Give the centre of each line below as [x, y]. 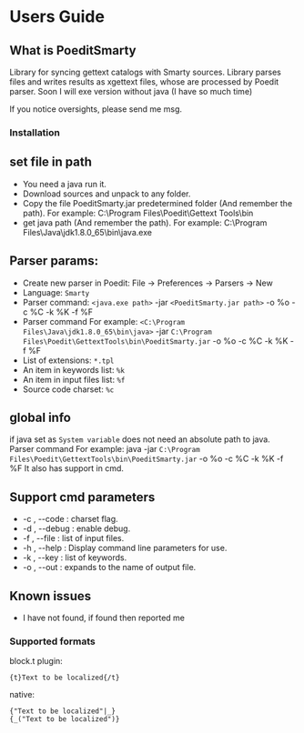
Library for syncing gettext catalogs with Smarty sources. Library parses [146, 72]
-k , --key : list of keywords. [75, 557]
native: [22, 695]
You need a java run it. [65, 184]
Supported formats [52, 641]
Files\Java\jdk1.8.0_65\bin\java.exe [87, 232]
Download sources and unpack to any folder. [106, 194]
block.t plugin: [36, 661]
